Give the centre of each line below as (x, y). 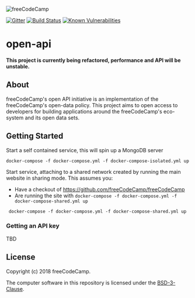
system (15, 118)
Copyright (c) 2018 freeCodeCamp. (48, 271)
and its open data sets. (52, 118)
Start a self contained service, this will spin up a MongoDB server (85, 150)
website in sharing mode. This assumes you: (60, 178)
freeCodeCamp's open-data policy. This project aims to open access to (92, 105)
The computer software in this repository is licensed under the (81, 282)
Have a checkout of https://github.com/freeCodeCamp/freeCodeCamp (100, 189)
